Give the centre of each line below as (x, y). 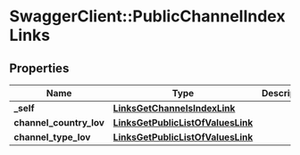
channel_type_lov (52, 137)
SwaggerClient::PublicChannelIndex (147, 16)
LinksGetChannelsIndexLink (174, 108)
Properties (39, 68)
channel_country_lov (59, 122)
